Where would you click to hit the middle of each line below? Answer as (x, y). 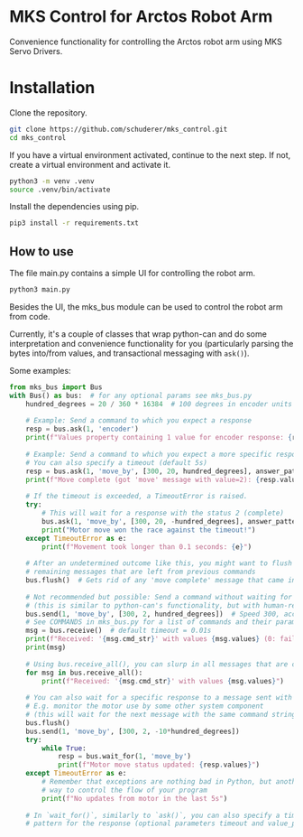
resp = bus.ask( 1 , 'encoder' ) (83, 429)
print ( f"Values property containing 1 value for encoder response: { (159, 438)
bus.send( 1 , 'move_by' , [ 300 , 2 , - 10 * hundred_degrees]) (133, 731)
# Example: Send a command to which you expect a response (139, 421)
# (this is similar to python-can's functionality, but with (142, 605)
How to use (41, 251)
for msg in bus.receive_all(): (84, 673)
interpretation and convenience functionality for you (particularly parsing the (151, 343)
